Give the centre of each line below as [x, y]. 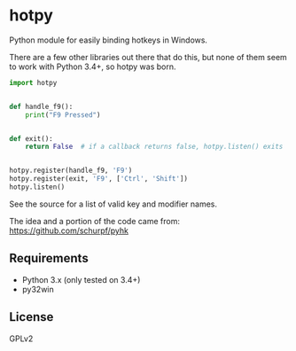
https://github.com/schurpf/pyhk [69, 230]
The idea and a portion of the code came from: [94, 221]
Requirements [49, 258]
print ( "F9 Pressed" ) [63, 115]
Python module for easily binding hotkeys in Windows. [109, 40]
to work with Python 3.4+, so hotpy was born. [93, 66]
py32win [38, 289]
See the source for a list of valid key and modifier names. [113, 204]
